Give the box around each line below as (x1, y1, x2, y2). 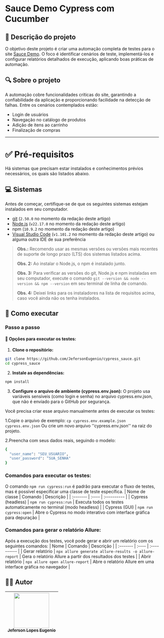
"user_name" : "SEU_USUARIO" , (9, 451, 69, 456)
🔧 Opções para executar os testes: (5, 336, 77, 342)
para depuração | (5, 515, 40, 520)
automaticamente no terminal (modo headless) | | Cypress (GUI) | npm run (5, 504, 153, 510)
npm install (5, 379, 29, 384)
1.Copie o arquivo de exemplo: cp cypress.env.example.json (5, 417, 126, 424)
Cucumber (5, 13, 49, 24)
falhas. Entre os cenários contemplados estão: (5, 102, 99, 108)
